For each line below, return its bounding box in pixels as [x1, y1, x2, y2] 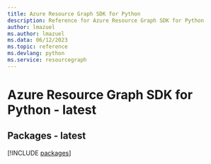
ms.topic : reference [7, 43, 69, 50]
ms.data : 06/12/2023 [7, 37, 69, 44]
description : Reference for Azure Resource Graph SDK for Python [7, 17, 204, 24]
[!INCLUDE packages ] [7, 148, 72, 157]
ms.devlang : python [7, 50, 65, 57]
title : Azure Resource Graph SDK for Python [7, 10, 141, 18]
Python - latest [7, 102, 97, 117]
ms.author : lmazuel [7, 30, 65, 37]
